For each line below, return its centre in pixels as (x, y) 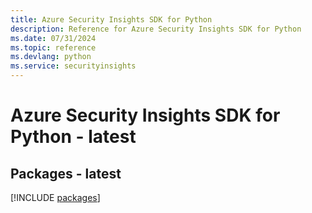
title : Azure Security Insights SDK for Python (111, 19)
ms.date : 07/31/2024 (53, 38)
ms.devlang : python (51, 57)
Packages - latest (66, 173)
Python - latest (73, 137)
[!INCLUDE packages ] (55, 197)
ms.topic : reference (53, 47)
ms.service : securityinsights (73, 66)
